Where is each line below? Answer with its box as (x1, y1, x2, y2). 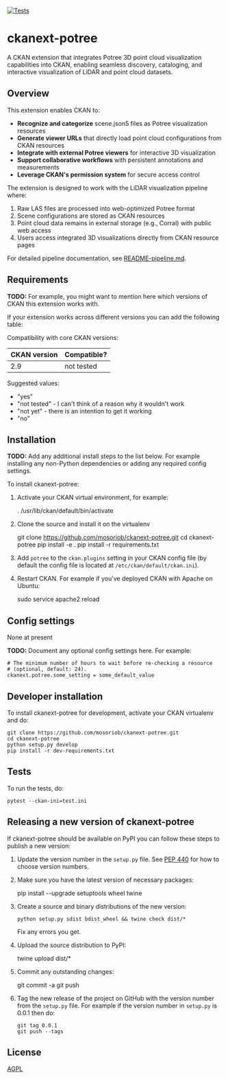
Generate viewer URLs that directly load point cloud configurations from (16, 134, 222, 142)
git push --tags (16, 1027, 64, 1035)
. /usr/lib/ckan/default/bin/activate (16, 507, 114, 515)
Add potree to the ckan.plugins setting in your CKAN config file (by (16, 554, 207, 563)
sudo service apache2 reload (16, 595, 100, 604)
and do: (7, 716, 29, 724)
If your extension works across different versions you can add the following (7, 313, 220, 321)
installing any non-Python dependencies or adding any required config (7, 459, 207, 468)
